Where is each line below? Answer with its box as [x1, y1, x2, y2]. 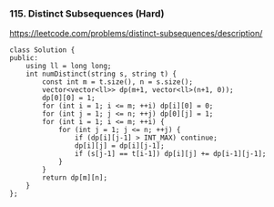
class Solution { [9, 46, 76, 55]
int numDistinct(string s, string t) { [25, 69, 178, 79]
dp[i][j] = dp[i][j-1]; [74, 141, 166, 150]
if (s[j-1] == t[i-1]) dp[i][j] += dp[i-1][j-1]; [74, 150, 267, 159]
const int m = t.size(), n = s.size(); [42, 78, 194, 87]
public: [9, 54, 39, 63]
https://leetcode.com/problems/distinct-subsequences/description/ [9, 28, 263, 39]
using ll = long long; [25, 62, 112, 71]
